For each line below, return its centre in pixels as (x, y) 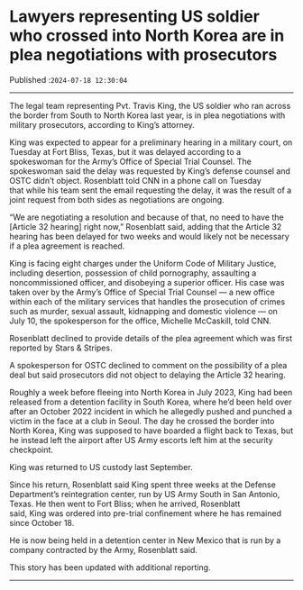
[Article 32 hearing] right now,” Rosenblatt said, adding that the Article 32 (146, 226)
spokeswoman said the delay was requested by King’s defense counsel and (150, 171)
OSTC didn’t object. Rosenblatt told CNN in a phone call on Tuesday (135, 180)
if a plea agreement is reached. (67, 246)
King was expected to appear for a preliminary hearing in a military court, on (151, 142)
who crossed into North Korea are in (147, 36)
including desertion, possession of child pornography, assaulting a (133, 273)
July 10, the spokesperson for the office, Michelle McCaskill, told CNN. (141, 321)
